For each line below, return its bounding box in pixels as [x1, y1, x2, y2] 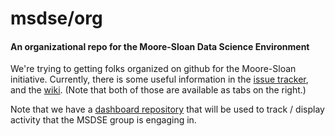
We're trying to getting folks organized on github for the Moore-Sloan [10, 63, 297, 75]
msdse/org [10, 7, 103, 30]
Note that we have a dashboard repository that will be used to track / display [10, 103, 325, 116]
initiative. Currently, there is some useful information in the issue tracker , [10, 73, 309, 86]
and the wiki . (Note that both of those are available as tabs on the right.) [10, 84, 307, 96]
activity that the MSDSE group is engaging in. [10, 114, 197, 126]
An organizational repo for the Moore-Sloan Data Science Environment [10, 40, 310, 52]
